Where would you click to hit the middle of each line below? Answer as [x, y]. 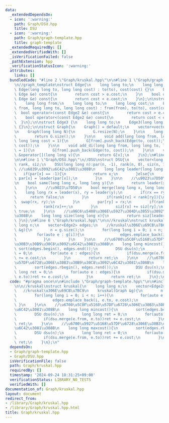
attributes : [22, 71]
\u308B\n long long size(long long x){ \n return [77, 216]
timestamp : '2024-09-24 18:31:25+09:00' [53, 375]
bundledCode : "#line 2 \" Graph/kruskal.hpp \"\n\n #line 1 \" [74, 80]
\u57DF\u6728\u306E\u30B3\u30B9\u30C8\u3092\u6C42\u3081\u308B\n [84, 263]
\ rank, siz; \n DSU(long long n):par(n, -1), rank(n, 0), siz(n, [88, 164]
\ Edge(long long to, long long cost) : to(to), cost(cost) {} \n [84, 89]
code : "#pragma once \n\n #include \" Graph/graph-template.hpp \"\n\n [82, 281]
